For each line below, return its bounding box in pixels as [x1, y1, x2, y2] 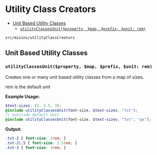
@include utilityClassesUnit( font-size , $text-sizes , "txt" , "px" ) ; [5, 117, 151, 122]
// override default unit [5, 112, 59, 117]
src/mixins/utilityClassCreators [5, 35, 75, 40]
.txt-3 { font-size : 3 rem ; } [5, 145, 66, 150]
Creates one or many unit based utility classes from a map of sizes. [5, 74, 144, 80]
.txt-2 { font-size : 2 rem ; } [5, 136, 66, 141]
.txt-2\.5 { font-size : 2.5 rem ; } [5, 140, 78, 145]
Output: [5, 126, 22, 132]
